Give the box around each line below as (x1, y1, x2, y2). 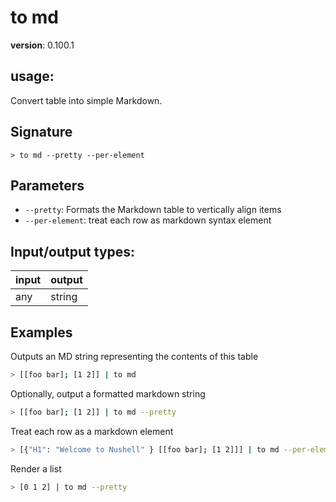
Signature (10, 124, 73, 141)
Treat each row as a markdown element (10, 425, 174, 437)
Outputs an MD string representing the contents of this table (10, 351, 259, 362)
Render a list (10, 462, 62, 475)
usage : (10, 68, 55, 85)
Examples (10, 324, 73, 341)
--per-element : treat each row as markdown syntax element (24, 214, 272, 226)
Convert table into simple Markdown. (10, 94, 163, 106)
